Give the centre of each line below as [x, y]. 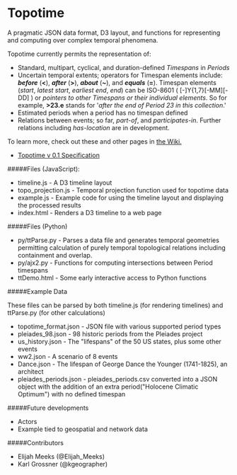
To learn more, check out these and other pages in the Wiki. [94, 141]
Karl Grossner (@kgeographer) [63, 464]
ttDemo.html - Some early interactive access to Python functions [112, 277]
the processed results [49, 205]
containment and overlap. [55, 255]
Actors [27, 421]
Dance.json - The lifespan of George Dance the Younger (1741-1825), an [122, 364]
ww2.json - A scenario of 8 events [68, 356]
